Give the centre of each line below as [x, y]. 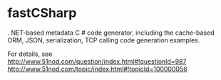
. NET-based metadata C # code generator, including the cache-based [111, 33]
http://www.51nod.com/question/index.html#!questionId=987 [97, 61]
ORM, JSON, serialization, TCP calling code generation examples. [104, 40]
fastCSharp [42, 13]
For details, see [30, 54]
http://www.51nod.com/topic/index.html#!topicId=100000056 [97, 69]
